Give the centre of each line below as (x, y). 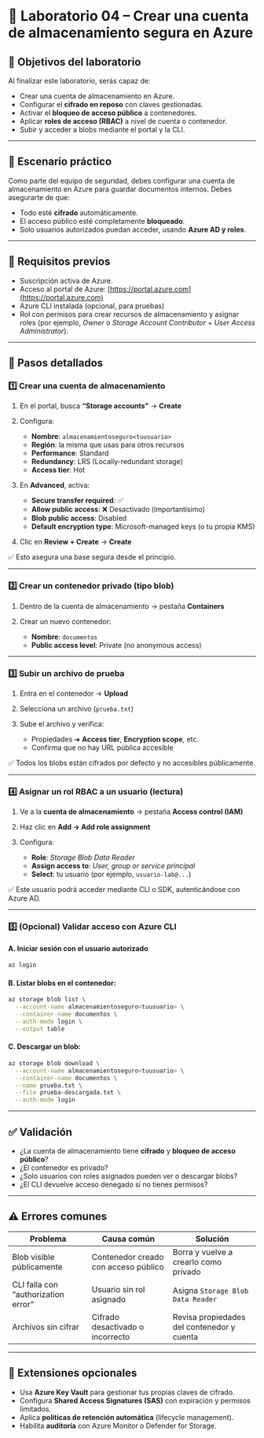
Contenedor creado (128, 1257)
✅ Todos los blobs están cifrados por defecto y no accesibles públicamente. (132, 763)
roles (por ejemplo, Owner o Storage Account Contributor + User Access (137, 322)
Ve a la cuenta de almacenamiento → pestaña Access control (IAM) (131, 812)
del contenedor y (204, 1327)
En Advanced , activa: (55, 485)
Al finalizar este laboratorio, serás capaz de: (79, 81)
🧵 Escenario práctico (60, 162)
